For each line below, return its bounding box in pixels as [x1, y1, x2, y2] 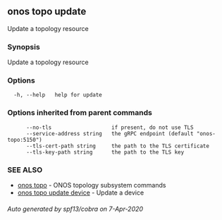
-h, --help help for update [13, 92, 102, 99]
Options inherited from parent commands [7, 108, 153, 118]
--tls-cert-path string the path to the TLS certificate [25, 142, 210, 149]
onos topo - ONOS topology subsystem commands [17, 181, 166, 189]
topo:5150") [7, 136, 42, 143]
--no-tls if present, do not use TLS [25, 123, 194, 131]
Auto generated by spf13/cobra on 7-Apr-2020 [7, 204, 143, 213]
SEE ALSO [7, 165, 43, 175]
